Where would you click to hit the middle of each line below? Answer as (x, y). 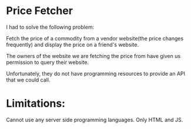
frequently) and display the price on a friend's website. (73, 45)
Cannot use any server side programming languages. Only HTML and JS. (95, 120)
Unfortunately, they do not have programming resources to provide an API (95, 73)
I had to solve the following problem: (50, 27)
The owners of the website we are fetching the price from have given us (93, 56)
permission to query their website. (48, 62)
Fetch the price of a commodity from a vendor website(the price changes (95, 38)
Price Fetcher (40, 11)
